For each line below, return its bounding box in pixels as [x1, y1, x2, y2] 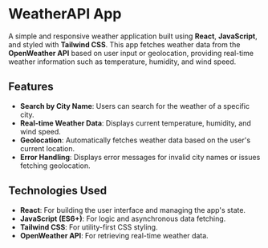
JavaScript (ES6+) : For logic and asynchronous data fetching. [19, 214, 226, 223]
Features [8, 80, 54, 94]
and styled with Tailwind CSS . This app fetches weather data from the [8, 39, 241, 49]
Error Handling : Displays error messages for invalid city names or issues [19, 152, 261, 162]
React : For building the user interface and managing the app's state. [19, 205, 246, 214]
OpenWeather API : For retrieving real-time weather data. [19, 230, 209, 240]
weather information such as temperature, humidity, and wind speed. [8, 57, 237, 66]
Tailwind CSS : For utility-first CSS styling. [19, 222, 158, 232]
